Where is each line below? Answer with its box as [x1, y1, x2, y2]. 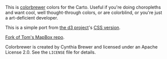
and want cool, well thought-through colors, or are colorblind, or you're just [5, 9, 162, 15]
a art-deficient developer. [5, 15, 58, 20]
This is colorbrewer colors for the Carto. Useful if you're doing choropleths [5, 4, 161, 10]
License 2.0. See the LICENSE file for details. [5, 49, 96, 55]
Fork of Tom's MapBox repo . [5, 34, 65, 40]
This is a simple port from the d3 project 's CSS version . [5, 24, 120, 30]
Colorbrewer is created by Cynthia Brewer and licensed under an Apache [5, 44, 158, 49]
